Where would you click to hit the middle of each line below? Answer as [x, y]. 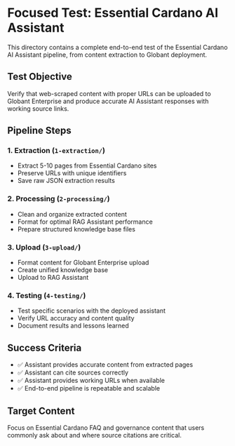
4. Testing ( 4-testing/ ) [47, 295]
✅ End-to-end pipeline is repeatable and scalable [88, 388]
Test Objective [40, 77]
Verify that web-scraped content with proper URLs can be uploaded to [109, 93]
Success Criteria [45, 347]
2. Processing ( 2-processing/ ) [59, 199]
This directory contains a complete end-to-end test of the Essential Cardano [117, 47]
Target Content [41, 411]
